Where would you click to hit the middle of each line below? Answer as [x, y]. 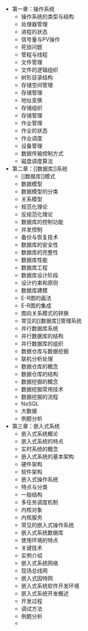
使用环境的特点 [39, 540]
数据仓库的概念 [39, 366]
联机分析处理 [37, 359]
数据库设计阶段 [39, 275]
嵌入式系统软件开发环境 [50, 586]
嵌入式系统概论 [39, 434]
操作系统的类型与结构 [47, 16]
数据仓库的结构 [39, 374]
